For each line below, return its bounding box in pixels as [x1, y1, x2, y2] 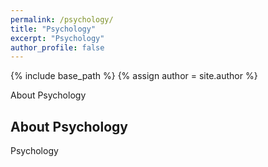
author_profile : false [10, 42, 105, 53]
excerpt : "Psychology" [10, 33, 105, 43]
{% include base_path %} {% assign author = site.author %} [10, 70, 258, 82]
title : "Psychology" [10, 24, 97, 34]
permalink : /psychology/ [10, 14, 114, 25]
